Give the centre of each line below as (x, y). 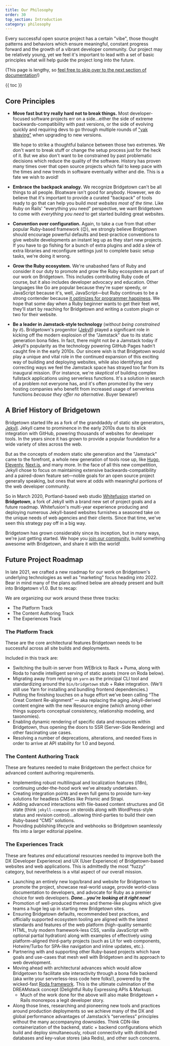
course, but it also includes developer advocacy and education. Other (86, 282)
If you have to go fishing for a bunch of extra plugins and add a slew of (87, 245)
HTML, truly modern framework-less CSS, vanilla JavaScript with (80, 930)
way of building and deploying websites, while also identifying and (82, 362)
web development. (32, 962)
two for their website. (35, 315)
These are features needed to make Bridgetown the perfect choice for (79, 767)
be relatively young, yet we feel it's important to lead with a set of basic (80, 55)
